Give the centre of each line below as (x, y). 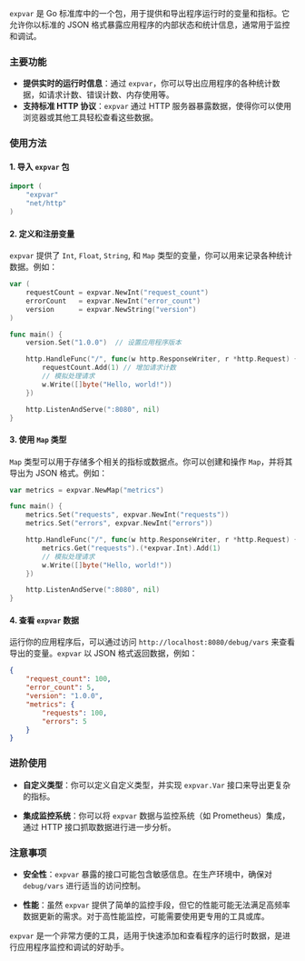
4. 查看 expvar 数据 (44, 620)
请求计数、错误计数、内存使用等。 (110, 95)
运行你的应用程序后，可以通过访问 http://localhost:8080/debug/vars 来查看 (152, 642)
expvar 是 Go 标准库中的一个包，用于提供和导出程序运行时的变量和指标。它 (150, 13)
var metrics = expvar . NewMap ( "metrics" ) (87, 490)
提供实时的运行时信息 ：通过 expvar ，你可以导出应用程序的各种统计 (147, 84)
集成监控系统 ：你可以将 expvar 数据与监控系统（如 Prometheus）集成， (156, 816)
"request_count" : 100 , (69, 679)
